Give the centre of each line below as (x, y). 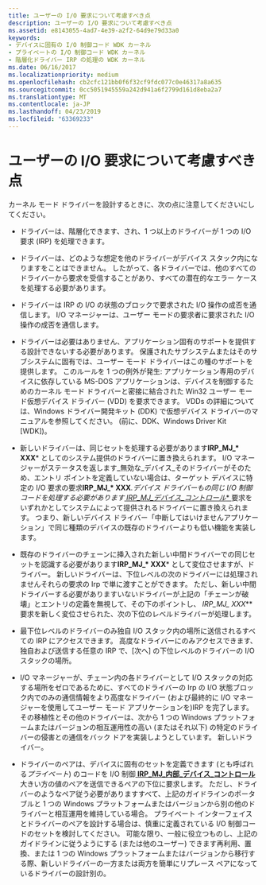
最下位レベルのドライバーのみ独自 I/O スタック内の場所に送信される (131, 631)
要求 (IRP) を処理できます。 (64, 241)
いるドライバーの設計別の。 (65, 873)
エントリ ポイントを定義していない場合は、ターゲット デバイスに (140, 477)
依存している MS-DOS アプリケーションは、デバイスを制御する (144, 381)
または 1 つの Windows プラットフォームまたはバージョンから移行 (141, 853)
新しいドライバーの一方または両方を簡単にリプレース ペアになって (149, 863)
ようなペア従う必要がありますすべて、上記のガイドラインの (138, 794)
